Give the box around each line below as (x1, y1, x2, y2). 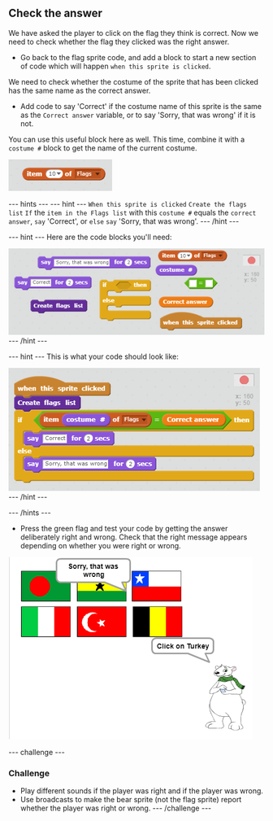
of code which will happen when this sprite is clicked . (19, 61, 211, 71)
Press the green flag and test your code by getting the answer (19, 523, 228, 533)
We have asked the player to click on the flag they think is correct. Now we (8, 28, 258, 37)
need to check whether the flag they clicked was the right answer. (8, 37, 230, 46)
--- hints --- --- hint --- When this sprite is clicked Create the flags (8, 199, 247, 208)
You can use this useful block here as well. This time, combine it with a (8, 134, 245, 144)
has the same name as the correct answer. (8, 85, 151, 95)
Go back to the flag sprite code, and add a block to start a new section (19, 52, 257, 62)
